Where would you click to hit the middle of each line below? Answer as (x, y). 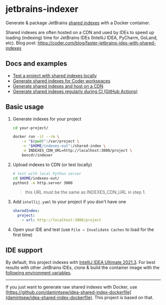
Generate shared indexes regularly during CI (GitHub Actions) (75, 91)
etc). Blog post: (21, 43)
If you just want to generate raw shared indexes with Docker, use (71, 287)
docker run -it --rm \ (36, 137)
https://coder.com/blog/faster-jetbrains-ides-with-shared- (97, 43)
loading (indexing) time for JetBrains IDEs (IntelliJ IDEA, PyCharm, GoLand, (82, 38)
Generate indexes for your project (47, 119)
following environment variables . (39, 272)
